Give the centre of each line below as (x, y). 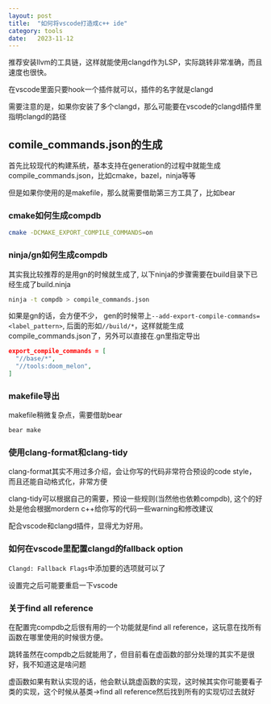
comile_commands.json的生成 (85, 145)
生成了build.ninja (43, 284)
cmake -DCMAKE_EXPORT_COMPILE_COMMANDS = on (81, 233)
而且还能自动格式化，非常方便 (58, 481)
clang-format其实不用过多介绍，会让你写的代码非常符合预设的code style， (132, 472)
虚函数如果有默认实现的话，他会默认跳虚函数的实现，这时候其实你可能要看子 (135, 681)
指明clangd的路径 (38, 117)
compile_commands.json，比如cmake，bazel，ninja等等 (102, 176)
